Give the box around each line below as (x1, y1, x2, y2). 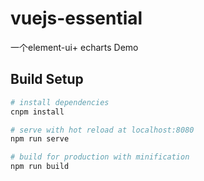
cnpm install (10, 107, 65, 117)
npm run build (10, 162, 70, 172)
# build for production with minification (10, 152, 190, 162)
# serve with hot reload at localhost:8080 (10, 125, 195, 135)
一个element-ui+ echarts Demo (10, 41, 139, 53)
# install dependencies (10, 97, 110, 107)
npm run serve (10, 134, 70, 144)
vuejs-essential (10, 7, 143, 30)
